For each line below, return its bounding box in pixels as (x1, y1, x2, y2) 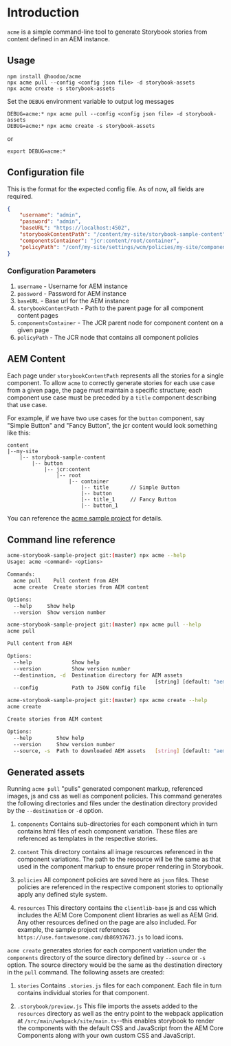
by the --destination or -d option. (7, 807, 104, 815)
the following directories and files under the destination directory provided (7, 799, 218, 807)
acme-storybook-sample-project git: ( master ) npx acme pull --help (7, 621, 201, 629)
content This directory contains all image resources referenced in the (16, 848, 213, 856)
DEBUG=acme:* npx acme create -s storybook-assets (7, 122, 155, 129)
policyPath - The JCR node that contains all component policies (16, 333, 199, 341)
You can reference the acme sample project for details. (7, 514, 163, 522)
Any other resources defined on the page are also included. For (16, 918, 197, 926)
